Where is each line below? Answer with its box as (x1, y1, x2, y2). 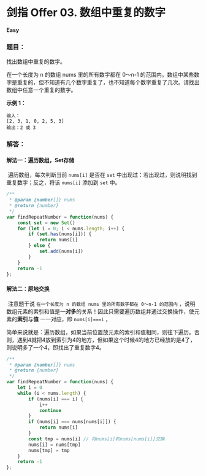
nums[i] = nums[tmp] (28, 442, 81, 448)
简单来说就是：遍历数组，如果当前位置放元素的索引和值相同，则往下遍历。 (6, 328, 194, 335)
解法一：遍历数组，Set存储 (6, 156, 75, 163)
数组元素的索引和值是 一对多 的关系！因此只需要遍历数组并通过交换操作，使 (6, 308, 194, 315)
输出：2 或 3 (6, 125, 36, 131)
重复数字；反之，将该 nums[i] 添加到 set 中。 (6, 179, 121, 186)
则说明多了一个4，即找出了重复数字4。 (6, 343, 105, 351)
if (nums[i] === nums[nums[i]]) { (28, 419, 116, 425)
